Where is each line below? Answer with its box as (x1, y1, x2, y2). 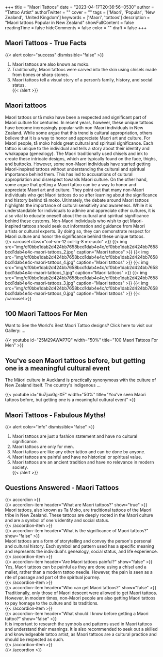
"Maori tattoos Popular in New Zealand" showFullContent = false (5, 19, 134, 25)
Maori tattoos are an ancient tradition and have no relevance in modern (12, 459, 154, 465)
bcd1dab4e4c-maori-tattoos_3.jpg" (5, 280, 76, 286)
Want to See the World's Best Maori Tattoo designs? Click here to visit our (5, 323, 153, 328)
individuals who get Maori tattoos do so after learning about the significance (5, 192, 158, 198)
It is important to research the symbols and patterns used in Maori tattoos (5, 621, 152, 627)
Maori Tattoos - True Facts (5, 39, 87, 47)
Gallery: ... (5, 328, 26, 333)
